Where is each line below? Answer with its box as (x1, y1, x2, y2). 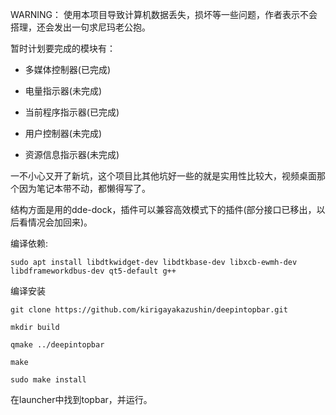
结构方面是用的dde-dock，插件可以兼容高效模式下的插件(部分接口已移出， (10, 204, 317, 215)
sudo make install (10, 375, 87, 385)
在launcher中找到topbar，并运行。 (10, 394, 153, 405)
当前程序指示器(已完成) (24, 106, 120, 118)
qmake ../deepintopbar (10, 340, 105, 350)
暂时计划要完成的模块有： (10, 43, 116, 54)
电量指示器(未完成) (24, 85, 103, 97)
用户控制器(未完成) (24, 128, 103, 139)
